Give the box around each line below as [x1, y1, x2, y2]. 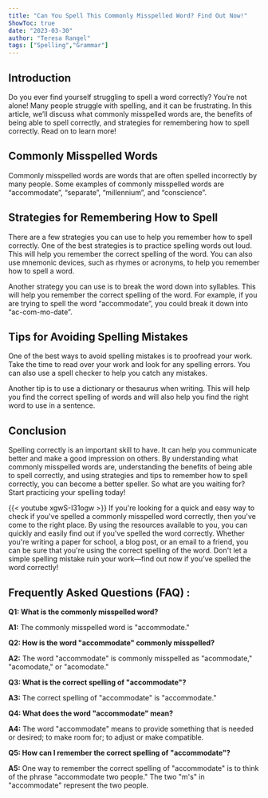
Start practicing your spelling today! [8, 488, 126, 497]
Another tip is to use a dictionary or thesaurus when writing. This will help [8, 384, 250, 393]
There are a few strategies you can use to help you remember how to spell [8, 232, 253, 241]
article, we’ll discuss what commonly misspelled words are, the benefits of [8, 109, 253, 118]
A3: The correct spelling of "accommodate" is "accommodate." [8, 693, 217, 702]
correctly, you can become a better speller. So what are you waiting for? [8, 479, 246, 489]
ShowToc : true [8, 19, 56, 27]
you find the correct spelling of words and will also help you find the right [8, 393, 249, 402]
